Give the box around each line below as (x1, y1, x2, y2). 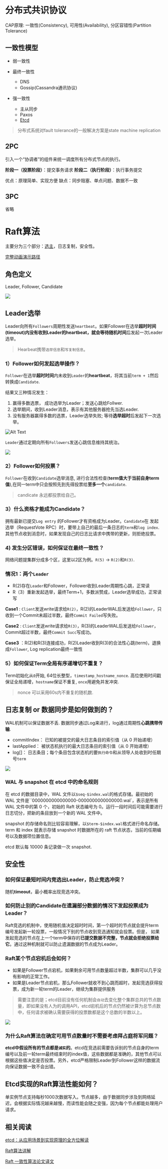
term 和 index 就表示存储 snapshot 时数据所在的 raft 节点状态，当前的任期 (5, 827, 157, 833)
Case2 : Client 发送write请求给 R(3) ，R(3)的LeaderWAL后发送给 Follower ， (5, 623, 158, 629)
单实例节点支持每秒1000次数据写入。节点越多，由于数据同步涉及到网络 (5, 1094, 151, 1100)
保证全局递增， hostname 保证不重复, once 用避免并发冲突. (5, 678, 119, 684)
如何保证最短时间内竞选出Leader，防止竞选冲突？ (5, 876, 125, 883)
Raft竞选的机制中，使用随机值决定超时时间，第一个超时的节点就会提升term (5, 922, 159, 928)
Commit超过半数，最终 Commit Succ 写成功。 (5, 629, 94, 635)
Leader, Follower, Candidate (5, 284, 63, 290)
